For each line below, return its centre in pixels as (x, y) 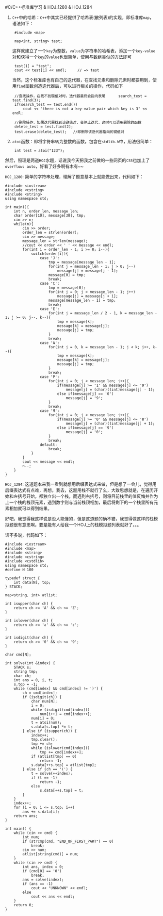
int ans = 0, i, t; (33, 680)
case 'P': (49, 377)
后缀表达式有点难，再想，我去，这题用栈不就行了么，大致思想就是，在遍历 (79, 490)
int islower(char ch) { (29, 621)
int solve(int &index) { (30, 663)
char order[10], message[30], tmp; (50, 215)
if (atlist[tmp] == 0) (54, 756)
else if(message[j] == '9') (85, 428)
